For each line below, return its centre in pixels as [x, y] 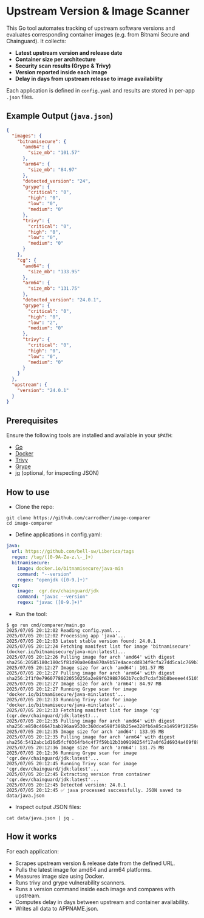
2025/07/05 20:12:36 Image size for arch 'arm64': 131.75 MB [85, 748]
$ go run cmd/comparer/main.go [46, 625]
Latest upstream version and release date [69, 52]
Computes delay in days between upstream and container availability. [102, 902]
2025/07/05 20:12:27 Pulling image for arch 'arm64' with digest [90, 673]
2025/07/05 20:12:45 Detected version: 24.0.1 [66, 785]
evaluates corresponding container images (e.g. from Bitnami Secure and [98, 34]
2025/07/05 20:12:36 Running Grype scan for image [72, 753]
